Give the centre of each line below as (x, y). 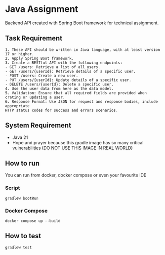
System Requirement (38, 125)
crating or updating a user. (35, 97)
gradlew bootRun (22, 198)
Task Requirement (34, 38)
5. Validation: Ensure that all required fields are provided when (76, 93)
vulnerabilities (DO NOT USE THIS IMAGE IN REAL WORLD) (72, 148)
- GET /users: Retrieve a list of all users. (53, 67)
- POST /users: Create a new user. (42, 76)
